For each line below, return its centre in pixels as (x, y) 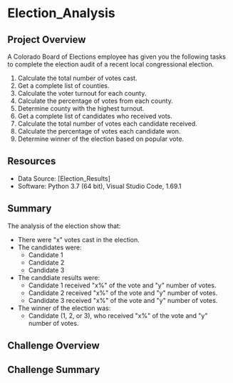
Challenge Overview (53, 345)
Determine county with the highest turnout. (81, 108)
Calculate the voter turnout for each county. (82, 93)
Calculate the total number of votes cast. (77, 78)
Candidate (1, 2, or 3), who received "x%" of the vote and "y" (118, 315)
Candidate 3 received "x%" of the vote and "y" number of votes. (123, 300)
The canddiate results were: (59, 277)
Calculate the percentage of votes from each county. (95, 101)
